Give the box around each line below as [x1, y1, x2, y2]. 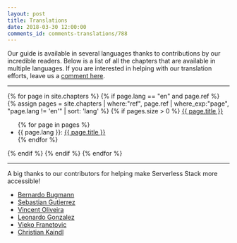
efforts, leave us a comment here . [7, 72, 106, 80]
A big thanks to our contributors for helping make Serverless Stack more [7, 170, 218, 178]
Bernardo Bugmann [17, 191, 75, 199]
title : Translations [7, 17, 68, 24]
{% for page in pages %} [17, 120, 90, 129]
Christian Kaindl [17, 228, 64, 237]
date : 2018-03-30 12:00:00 [7, 23, 87, 30]
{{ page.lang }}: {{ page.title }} [17, 128, 106, 137]
